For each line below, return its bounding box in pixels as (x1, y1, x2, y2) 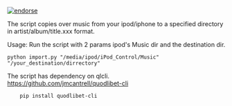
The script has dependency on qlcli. (7, 72, 109, 80)
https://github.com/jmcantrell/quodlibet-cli (7, 79, 129, 87)
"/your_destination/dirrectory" (7, 60, 100, 67)
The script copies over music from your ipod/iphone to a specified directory (7, 20, 224, 28)
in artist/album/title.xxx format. (7, 28, 95, 35)
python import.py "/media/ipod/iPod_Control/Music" (7, 54, 159, 61)
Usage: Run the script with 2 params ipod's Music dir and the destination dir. (7, 41, 226, 48)
